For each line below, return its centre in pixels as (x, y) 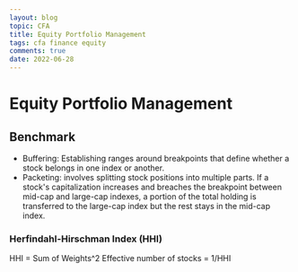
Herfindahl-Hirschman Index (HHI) (86, 239)
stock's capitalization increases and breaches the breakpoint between (152, 187)
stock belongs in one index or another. (93, 168)
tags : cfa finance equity (57, 43)
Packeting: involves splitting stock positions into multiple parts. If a (145, 177)
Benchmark (43, 137)
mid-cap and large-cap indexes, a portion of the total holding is (140, 197)
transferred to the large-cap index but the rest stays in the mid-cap (146, 206)
